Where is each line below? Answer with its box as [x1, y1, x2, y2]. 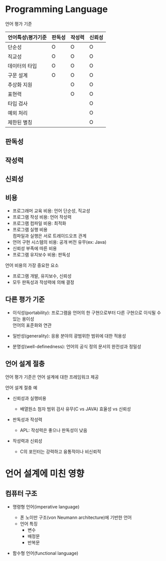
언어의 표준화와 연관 [12, 322, 52, 328]
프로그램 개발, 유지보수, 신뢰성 [12, 272, 72, 279]
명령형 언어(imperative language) [12, 503, 80, 510]
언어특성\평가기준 [8, 34, 47, 41]
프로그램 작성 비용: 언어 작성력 [12, 214, 72, 220]
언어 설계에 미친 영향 [5, 468, 84, 479]
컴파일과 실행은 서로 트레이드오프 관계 [12, 232, 87, 239]
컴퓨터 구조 [5, 489, 38, 498]
